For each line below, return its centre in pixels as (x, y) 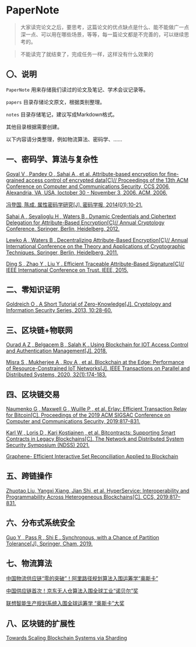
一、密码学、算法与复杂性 (52, 159)
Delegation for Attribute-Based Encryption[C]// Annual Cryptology (85, 222)
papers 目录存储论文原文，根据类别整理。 (55, 102)
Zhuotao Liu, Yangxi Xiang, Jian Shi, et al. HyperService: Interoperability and (98, 490)
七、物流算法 (29, 564)
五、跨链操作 (29, 476)
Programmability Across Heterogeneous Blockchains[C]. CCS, (81, 497)
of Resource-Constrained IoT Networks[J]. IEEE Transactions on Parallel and (98, 368)
